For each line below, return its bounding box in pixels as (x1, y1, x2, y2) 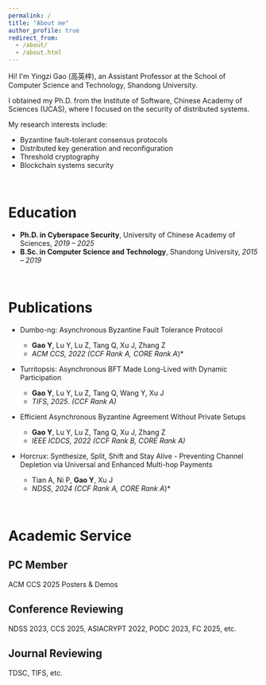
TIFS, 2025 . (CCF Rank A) (31, 396, 117, 406)
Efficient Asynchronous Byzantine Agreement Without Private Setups (19, 411, 246, 422)
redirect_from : (8, 33, 59, 42)
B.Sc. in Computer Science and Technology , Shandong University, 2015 (19, 247, 258, 256)
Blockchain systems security (19, 161, 114, 169)
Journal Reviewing (8, 647, 102, 660)
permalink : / (8, 11, 52, 20)
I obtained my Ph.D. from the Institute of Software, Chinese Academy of (8, 96, 243, 105)
